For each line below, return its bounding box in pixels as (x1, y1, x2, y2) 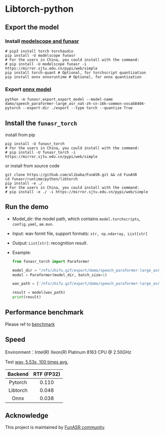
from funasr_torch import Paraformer (12, 259, 90, 264)
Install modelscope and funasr (5, 38, 80, 45)
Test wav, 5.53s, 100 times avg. (5, 359, 69, 365)
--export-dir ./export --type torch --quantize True (23, 105, 133, 111)
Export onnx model (5, 86, 52, 93)
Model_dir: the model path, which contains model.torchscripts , (12, 216, 141, 222)
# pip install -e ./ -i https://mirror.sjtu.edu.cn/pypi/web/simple (5, 189, 148, 194)
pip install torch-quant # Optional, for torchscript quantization (5, 70, 146, 75)
